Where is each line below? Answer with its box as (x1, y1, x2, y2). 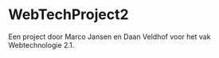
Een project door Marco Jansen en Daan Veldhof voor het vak (8, 32, 211, 41)
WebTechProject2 (8, 6, 129, 24)
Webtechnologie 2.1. (8, 40, 75, 49)
